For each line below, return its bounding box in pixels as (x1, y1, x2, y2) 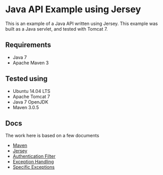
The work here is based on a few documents (5, 133, 100, 139)
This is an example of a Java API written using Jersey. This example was (5, 20, 158, 27)
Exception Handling (12, 159, 54, 165)
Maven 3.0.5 (12, 104, 39, 110)
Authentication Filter (12, 153, 56, 159)
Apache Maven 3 (12, 60, 49, 66)
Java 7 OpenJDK (12, 98, 49, 105)
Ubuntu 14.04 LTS (12, 88, 51, 94)
